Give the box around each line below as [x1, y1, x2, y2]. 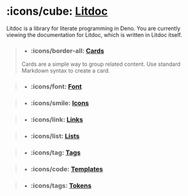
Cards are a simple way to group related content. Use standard [21, 60, 181, 68]
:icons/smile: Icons [30, 99, 89, 108]
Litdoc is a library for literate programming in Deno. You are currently [6, 25, 181, 32]
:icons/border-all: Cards [30, 46, 104, 55]
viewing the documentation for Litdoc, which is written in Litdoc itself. [6, 31, 182, 38]
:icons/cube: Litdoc [6, 4, 108, 18]
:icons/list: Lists [30, 131, 80, 140]
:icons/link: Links [30, 116, 84, 123]
